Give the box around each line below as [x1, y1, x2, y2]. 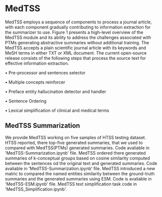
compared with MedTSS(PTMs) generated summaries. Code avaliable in [5, 144, 149, 151]
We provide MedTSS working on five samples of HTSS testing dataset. [5, 134, 146, 140]
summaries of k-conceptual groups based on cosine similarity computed [5, 155, 150, 161]
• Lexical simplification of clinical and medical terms [5, 107, 109, 113]
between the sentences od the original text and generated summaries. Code [5, 160, 158, 166]
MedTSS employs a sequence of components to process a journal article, [5, 19, 152, 25]
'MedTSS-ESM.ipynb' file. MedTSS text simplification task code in [5, 181, 137, 187]
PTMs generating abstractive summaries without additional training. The [5, 39, 149, 45]
